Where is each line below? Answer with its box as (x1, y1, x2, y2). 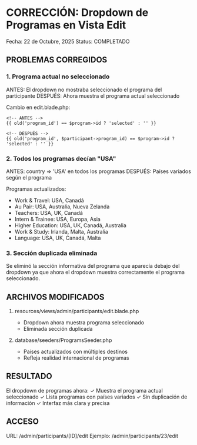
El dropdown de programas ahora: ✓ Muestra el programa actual (6, 387, 163, 394)
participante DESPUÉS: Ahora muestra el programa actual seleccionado (6, 92, 180, 99)
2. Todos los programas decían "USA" (6, 154, 116, 162)
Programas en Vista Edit (6, 18, 126, 32)
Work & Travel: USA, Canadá (14, 197, 84, 204)
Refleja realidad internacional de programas (23, 354, 129, 361)
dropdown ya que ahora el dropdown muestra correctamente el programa (6, 268, 185, 276)
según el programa (6, 174, 52, 181)
